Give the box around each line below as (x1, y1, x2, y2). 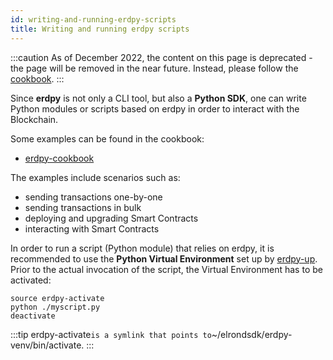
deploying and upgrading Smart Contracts (24, 212, 199, 224)
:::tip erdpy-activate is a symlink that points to (10, 328, 212, 340)
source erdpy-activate (10, 293, 105, 303)
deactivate (10, 311, 56, 321)
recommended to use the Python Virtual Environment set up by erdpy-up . (10, 252, 318, 265)
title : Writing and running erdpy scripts (10, 24, 190, 34)
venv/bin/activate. (10, 339, 85, 351)
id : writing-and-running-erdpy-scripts (10, 14, 177, 25)
